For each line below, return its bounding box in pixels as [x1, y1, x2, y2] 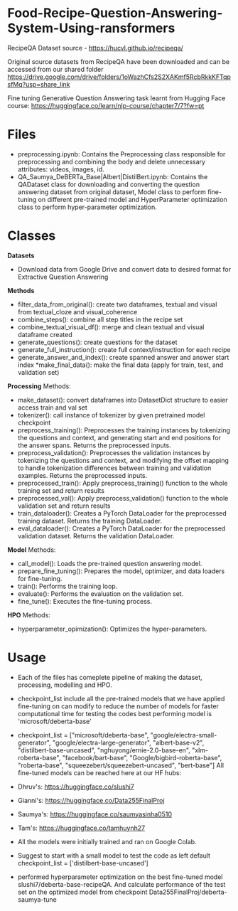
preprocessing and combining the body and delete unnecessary [17, 157, 206, 166]
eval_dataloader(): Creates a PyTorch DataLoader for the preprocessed [17, 524, 226, 533]
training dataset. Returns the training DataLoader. [17, 516, 162, 525]
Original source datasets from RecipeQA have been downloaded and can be [7, 57, 229, 65]
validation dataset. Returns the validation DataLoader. [17, 531, 175, 540]
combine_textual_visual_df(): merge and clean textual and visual [17, 322, 205, 331]
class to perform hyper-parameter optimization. [17, 203, 158, 211]
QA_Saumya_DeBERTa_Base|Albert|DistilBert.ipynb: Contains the [17, 172, 208, 181]
